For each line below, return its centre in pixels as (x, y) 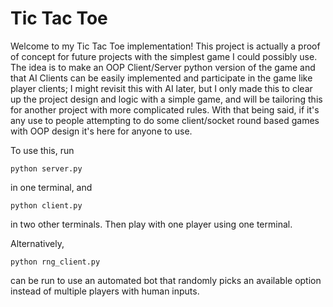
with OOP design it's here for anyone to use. (101, 131)
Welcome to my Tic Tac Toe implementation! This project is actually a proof (165, 46)
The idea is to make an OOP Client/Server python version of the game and (163, 67)
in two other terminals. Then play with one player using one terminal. (151, 224)
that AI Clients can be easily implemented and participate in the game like (161, 78)
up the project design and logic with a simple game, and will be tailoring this (166, 99)
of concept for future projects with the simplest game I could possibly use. (164, 56)
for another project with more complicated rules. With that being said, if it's (165, 109)
